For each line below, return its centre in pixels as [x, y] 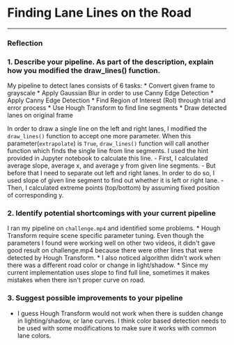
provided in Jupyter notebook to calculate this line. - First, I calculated [108, 159]
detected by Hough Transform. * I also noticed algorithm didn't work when [114, 258]
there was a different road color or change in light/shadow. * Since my [108, 265]
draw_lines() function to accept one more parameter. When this [99, 136]
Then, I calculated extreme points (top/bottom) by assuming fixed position [114, 188]
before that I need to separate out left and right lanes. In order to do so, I [111, 173]
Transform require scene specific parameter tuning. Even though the [106, 236]
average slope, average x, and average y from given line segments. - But [111, 166]
